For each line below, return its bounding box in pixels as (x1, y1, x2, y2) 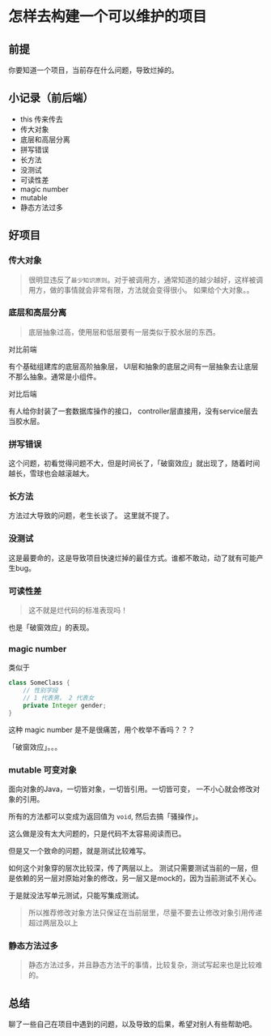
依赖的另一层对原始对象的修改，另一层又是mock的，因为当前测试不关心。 (15, 873, 261, 883)
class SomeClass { (8, 679, 70, 687)
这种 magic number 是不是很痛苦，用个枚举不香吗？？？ (8, 725, 196, 734)
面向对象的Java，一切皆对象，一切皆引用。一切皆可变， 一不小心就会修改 (8, 784, 253, 794)
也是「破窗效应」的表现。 (8, 622, 94, 632)
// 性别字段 (23, 687, 58, 695)
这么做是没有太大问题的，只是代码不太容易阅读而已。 (8, 828, 186, 838)
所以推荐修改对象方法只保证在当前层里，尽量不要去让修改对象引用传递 (28, 907, 263, 917)
